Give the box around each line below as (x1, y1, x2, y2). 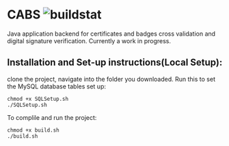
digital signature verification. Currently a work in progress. (7, 36, 172, 45)
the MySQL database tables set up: (7, 82, 106, 90)
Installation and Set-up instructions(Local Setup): (7, 57, 223, 69)
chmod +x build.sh (7, 127, 59, 134)
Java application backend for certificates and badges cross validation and (7, 29, 216, 38)
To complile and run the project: (7, 113, 97, 121)
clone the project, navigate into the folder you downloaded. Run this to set (7, 75, 215, 83)
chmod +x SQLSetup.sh (7, 95, 69, 102)
